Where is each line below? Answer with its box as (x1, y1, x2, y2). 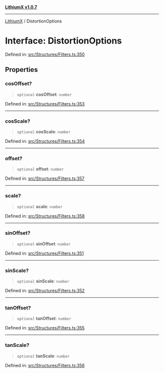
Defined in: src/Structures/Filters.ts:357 (5, 176, 84, 181)
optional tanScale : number (17, 353, 70, 359)
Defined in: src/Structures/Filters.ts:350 (5, 51, 85, 57)
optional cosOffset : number (17, 91, 72, 97)
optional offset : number (17, 166, 64, 172)
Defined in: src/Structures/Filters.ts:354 (5, 138, 85, 144)
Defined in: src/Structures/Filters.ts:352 (5, 288, 85, 294)
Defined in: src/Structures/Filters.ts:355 (5, 325, 85, 331)
